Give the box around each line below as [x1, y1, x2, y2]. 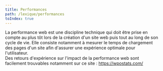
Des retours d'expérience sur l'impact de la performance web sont [5, 55, 140, 61]
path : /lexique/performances [5, 12, 65, 17]
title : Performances [5, 7, 47, 12]
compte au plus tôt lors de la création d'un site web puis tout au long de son [5, 35, 158, 40]
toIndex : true [5, 16, 34, 21]
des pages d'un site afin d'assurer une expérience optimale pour [5, 45, 136, 51]
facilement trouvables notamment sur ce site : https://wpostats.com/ [5, 60, 143, 66]
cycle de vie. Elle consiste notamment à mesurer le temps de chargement [5, 40, 153, 46]
